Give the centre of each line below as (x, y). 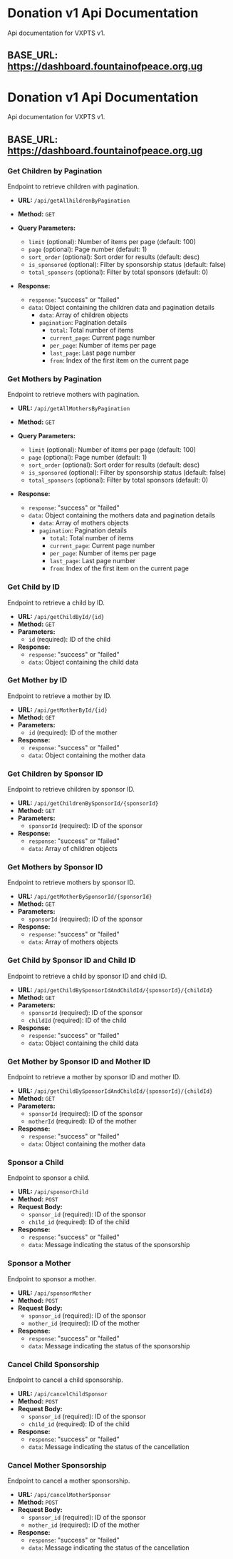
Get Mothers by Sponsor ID (55, 867)
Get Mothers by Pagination (55, 378)
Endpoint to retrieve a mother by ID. (59, 696)
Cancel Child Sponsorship (53, 1364)
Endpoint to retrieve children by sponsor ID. (71, 789)
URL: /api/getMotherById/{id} (63, 710)
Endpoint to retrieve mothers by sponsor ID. (71, 882)
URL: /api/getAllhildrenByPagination (74, 200)
